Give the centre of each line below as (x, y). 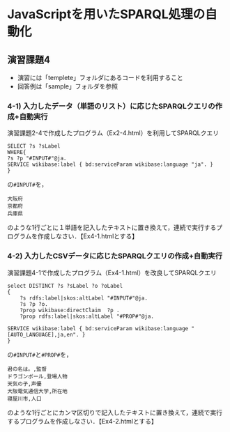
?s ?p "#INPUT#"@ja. (37, 159)
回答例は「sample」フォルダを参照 (68, 86)
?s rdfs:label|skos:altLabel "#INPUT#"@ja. (84, 298)
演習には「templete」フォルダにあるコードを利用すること (100, 78)
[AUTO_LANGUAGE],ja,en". (43, 334)
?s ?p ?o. (34, 304)
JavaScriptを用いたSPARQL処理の (106, 14)
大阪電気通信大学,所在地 (37, 391)
